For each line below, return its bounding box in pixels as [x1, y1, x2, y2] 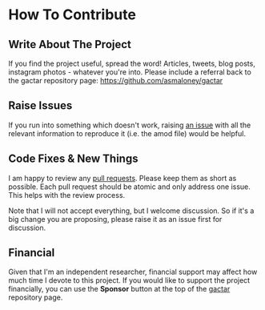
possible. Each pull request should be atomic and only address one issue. [8, 182, 251, 191]
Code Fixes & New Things [8, 152, 139, 166]
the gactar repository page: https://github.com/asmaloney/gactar [8, 76, 223, 85]
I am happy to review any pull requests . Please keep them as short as [8, 173, 237, 183]
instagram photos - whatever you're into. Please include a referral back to [8, 67, 252, 77]
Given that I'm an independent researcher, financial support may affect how [8, 267, 258, 277]
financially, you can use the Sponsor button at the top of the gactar [8, 284, 231, 294]
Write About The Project [8, 38, 132, 51]
